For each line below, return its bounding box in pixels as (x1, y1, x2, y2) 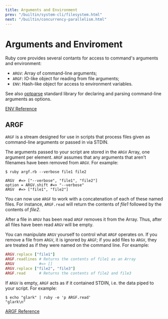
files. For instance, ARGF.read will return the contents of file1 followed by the (5, 201, 162, 207)
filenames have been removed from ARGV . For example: (5, 160, 119, 166)
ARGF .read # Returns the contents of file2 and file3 (5, 271, 132, 276)
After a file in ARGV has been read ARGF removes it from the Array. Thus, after (5, 216, 162, 222)
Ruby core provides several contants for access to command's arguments (5, 55, 158, 61)
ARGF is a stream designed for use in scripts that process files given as (5, 134, 150, 140)
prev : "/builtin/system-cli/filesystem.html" (5, 12, 102, 17)
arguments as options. (5, 96, 52, 102)
